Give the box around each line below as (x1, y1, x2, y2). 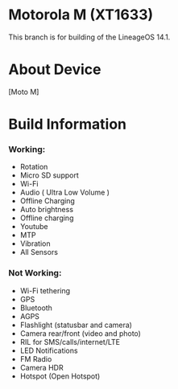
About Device (8, 60, 101, 79)
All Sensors (19, 248, 59, 257)
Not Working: (8, 268, 62, 279)
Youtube (19, 222, 48, 231)
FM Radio (19, 354, 52, 363)
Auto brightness (19, 205, 74, 215)
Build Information (8, 115, 127, 133)
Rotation (19, 162, 48, 172)
